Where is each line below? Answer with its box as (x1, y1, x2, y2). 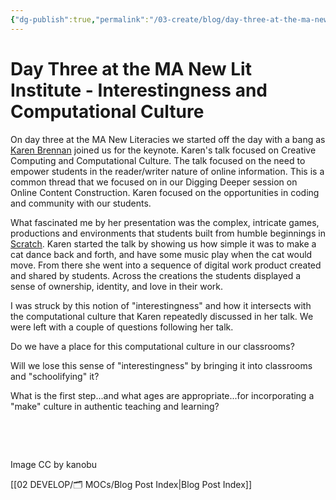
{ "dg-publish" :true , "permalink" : (10, 14, 150, 25)
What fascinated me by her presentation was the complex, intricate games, (10, 216, 320, 228)
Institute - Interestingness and (10, 79, 268, 101)
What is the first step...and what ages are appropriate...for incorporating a (10, 389, 315, 401)
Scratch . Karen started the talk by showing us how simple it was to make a (10, 237, 317, 250)
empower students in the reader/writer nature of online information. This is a (10, 165, 325, 177)
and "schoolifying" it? (10, 370, 100, 382)
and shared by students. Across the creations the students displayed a (10, 269, 302, 281)
